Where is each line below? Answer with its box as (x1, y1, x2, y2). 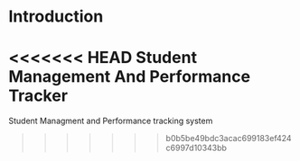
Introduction (8, 6, 104, 27)
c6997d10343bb (165, 142, 228, 154)
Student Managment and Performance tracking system (8, 115, 213, 127)
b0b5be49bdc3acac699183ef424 (165, 133, 292, 144)
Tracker (8, 85, 69, 106)
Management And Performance (8, 67, 250, 87)
